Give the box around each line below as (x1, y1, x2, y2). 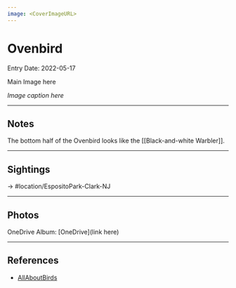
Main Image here (7, 77, 56, 86)
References (7, 254, 59, 267)
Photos (7, 209, 39, 221)
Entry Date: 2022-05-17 (7, 64, 76, 72)
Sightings (7, 163, 51, 176)
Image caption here (7, 91, 65, 99)
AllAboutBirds (17, 273, 58, 282)
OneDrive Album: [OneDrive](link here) (7, 228, 119, 236)
